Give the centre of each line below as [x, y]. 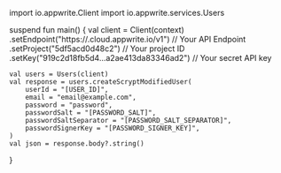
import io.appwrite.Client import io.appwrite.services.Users [117, 13]
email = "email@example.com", [81, 97]
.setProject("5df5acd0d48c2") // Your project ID [97, 49]
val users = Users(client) [59, 74]
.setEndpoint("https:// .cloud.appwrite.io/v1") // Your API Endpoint [128, 39]
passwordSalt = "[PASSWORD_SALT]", [91, 113]
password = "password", [69, 105]
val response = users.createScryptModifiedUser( [101, 82]
